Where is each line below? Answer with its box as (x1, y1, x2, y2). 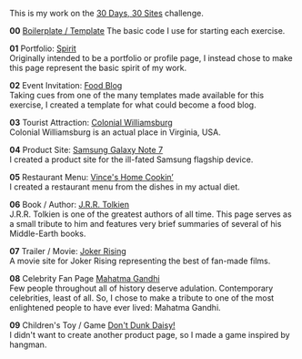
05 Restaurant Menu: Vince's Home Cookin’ (9, 172, 175, 182)
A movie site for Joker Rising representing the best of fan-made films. (9, 255, 271, 266)
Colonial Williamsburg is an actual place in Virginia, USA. (9, 127, 221, 138)
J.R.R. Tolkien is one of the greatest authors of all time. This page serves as (9, 209, 293, 220)
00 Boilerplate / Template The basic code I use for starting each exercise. (9, 26, 286, 36)
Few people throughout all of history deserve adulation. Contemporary (9, 282, 274, 293)
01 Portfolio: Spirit (9, 43, 77, 54)
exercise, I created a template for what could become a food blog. (9, 99, 257, 110)
